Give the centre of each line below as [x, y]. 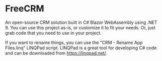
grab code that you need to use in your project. [53, 33]
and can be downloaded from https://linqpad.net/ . [56, 53]
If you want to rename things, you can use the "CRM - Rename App [74, 42]
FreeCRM [25, 9]
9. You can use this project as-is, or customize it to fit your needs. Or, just [80, 27]
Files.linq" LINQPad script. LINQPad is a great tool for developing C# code [81, 48]
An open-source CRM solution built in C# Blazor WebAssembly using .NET [81, 22]
